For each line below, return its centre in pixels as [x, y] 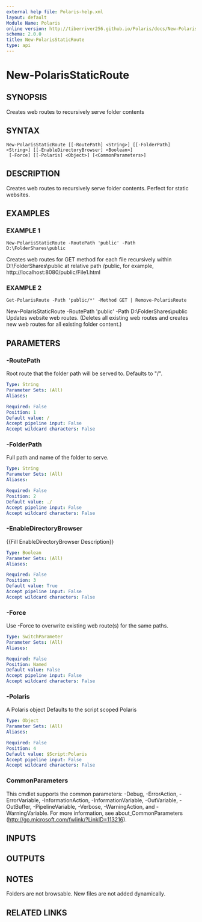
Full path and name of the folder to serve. [57, 458]
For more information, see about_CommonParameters [117, 813]
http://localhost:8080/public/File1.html [54, 272]
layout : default [26, 17]
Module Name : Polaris [33, 23]
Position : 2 [21, 496]
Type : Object [23, 721]
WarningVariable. [28, 813]
